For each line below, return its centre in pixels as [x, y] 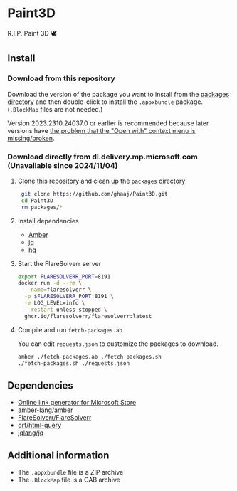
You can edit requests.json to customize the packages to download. [118, 344]
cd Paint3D [37, 201]
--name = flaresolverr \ [58, 290]
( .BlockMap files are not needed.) [55, 109]
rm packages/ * [42, 207]
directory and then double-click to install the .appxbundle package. [105, 102]
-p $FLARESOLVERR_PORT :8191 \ [69, 297]
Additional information [58, 455]
